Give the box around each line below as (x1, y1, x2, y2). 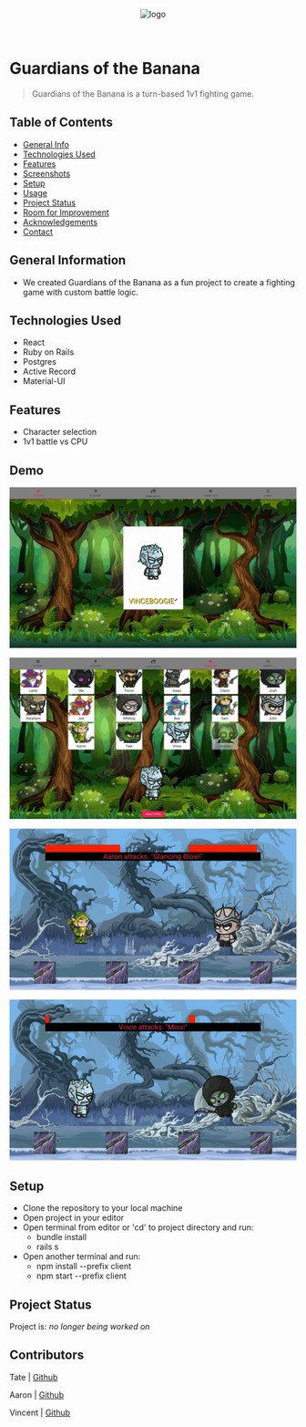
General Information (9, 253, 127, 268)
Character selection (22, 427, 97, 438)
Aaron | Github (9, 1389, 65, 1400)
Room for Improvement (22, 206, 109, 218)
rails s (36, 1241, 59, 1253)
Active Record (22, 366, 76, 377)
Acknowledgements (22, 216, 98, 227)
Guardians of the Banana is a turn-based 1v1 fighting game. (31, 88, 255, 99)
